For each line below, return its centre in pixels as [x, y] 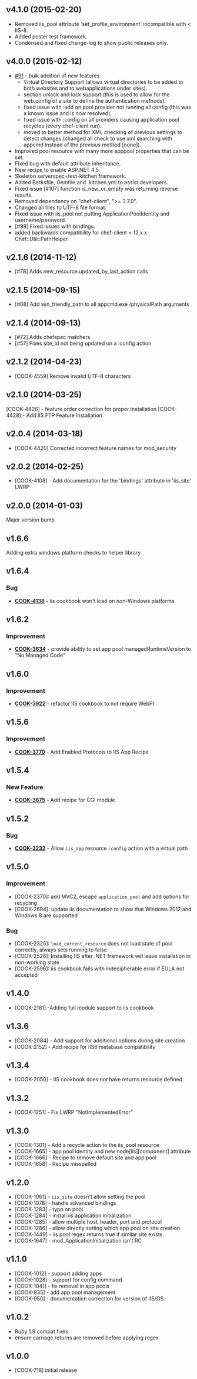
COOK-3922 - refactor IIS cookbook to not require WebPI [84, 703]
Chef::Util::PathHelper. [42, 239]
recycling [26, 902]
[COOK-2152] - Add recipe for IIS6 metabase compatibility [85, 1047]
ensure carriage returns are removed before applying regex [86, 1338]
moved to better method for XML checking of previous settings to [103, 132]
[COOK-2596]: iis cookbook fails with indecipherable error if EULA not [99, 969]
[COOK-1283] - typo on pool [49, 1209]
